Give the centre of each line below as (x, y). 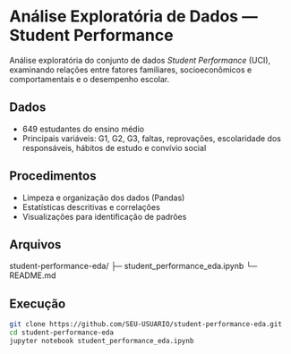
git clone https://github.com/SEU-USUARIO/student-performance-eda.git (145, 324)
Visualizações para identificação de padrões (104, 216)
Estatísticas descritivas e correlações (91, 206)
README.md (33, 275)
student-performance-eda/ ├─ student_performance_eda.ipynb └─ (133, 266)
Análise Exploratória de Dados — (133, 17)
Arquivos (35, 244)
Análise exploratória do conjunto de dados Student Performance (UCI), (140, 60)
